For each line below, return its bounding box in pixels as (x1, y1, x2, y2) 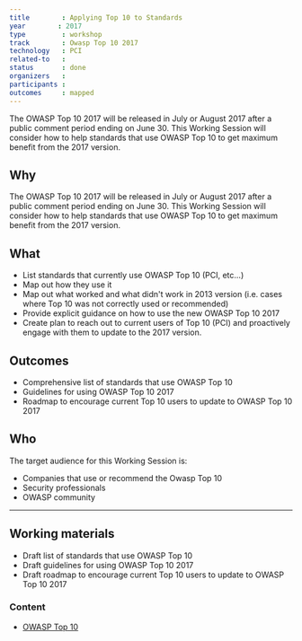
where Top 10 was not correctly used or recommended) (22, 298, 229, 310)
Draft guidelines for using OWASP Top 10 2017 (22, 559, 194, 570)
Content (9, 601, 47, 613)
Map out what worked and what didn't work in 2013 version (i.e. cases (22, 289, 283, 300)
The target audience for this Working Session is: (9, 455, 188, 466)
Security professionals (22, 482, 106, 493)
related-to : (9, 55, 67, 64)
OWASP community (22, 491, 96, 503)
